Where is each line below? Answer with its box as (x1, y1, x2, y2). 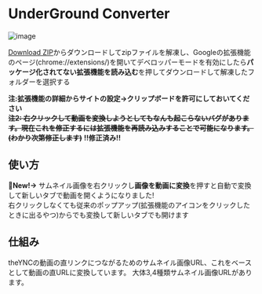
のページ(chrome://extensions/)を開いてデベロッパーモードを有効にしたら (8, 57, 247, 67)
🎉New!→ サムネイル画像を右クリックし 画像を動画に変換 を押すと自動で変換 (8, 180, 252, 190)
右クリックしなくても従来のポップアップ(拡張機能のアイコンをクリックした (8, 200, 251, 210)
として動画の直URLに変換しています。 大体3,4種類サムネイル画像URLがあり (8, 267, 253, 277)
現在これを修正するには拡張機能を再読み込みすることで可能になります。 (20, 123, 254, 132)
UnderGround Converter (8, 5, 170, 23)
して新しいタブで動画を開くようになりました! (8, 190, 155, 200)
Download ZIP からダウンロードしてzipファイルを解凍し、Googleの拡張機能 (8, 47, 251, 57)
